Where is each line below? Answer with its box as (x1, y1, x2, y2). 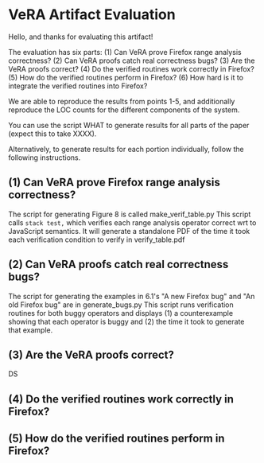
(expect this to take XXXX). (8, 129, 97, 138)
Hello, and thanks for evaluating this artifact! (8, 32, 153, 41)
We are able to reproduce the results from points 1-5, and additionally (8, 96, 235, 106)
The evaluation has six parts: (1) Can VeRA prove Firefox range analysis (8, 47, 242, 56)
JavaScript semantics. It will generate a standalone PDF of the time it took (8, 226, 250, 235)
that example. (8, 325, 53, 335)
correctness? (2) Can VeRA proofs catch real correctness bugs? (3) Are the (8, 56, 255, 65)
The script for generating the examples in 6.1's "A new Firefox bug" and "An (8, 291, 255, 301)
